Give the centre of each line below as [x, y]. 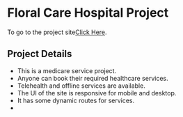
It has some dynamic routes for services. [76, 100]
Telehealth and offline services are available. [81, 86]
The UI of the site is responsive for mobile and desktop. [97, 93]
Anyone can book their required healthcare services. [93, 78]
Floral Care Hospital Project [88, 13]
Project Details [40, 54]
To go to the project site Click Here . [57, 32]
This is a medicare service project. [67, 70]
